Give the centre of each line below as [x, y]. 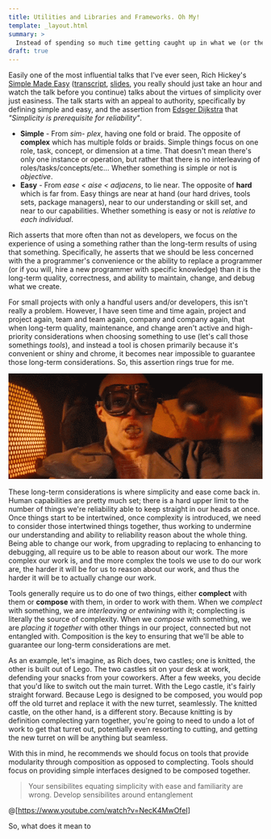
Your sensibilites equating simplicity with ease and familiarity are [135, 786]
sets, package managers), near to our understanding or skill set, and [134, 203]
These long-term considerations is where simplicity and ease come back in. [134, 492]
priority [21, 337]
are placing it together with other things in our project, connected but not [130, 627]
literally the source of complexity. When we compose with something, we [130, 619]
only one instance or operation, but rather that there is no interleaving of [140, 159]
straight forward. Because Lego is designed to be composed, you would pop [135, 694]
